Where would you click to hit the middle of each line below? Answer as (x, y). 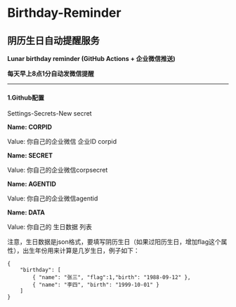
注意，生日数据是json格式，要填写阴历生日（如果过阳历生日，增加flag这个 (114, 242)
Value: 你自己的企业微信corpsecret (58, 170)
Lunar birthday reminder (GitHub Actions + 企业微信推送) (91, 59)
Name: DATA (26, 212)
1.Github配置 (26, 97)
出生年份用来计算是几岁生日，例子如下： (81, 251)
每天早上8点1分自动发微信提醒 (51, 74)
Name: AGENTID (32, 184)
